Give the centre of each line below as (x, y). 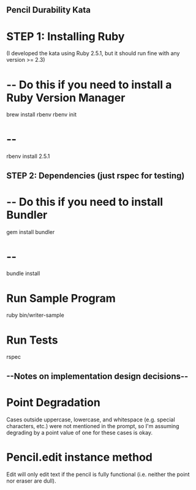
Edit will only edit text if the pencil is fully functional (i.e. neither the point (98, 474)
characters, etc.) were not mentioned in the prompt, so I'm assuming (93, 426)
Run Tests (32, 340)
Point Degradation (54, 402)
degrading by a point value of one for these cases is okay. (80, 432)
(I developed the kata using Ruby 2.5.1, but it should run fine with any (93, 53)
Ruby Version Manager (66, 98)
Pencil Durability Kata (48, 10)
